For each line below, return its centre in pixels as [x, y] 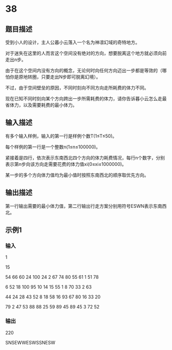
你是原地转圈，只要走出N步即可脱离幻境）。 [55, 77]
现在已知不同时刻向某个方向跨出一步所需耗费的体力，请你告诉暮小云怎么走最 [86, 99]
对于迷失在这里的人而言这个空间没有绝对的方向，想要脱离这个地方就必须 [81, 53]
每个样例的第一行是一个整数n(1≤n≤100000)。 [53, 147]
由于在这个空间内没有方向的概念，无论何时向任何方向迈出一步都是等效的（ [84, 70]
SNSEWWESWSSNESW [30, 342]
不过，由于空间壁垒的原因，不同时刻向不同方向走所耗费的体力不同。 [77, 88]
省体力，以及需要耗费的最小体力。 [41, 105]
